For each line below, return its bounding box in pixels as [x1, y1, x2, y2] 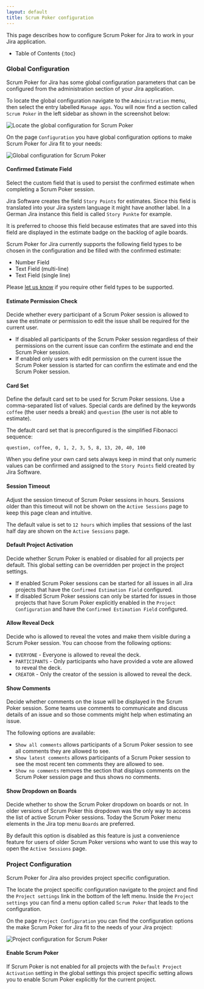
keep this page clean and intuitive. [6, 509, 93, 516]
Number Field [15, 259, 50, 266]
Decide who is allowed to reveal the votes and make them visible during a [6, 633, 191, 640]
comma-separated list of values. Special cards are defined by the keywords [6, 402, 196, 409]
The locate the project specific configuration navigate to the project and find [6, 885, 198, 893]
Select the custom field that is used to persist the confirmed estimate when [6, 179, 195, 186]
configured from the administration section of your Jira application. [6, 85, 175, 92]
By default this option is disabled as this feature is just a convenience [6, 832, 180, 839]
